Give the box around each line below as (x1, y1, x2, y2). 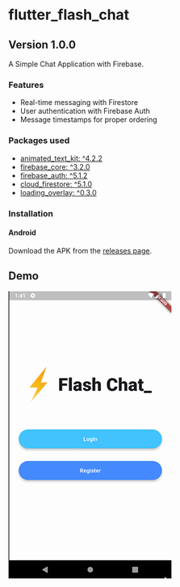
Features (8, 79, 44, 90)
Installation (8, 208, 54, 219)
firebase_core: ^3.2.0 (19, 161, 90, 171)
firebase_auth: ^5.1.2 (19, 170, 88, 180)
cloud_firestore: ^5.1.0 (19, 179, 93, 189)
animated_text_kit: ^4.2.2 (19, 153, 103, 163)
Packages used (8, 135, 70, 146)
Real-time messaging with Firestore (19, 98, 139, 107)
